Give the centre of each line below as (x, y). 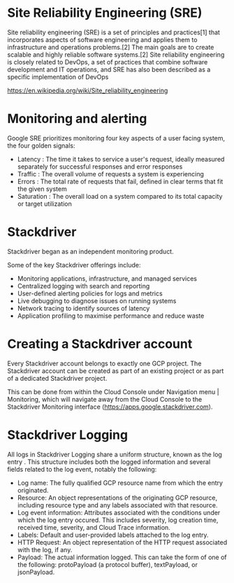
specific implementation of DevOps (58, 77)
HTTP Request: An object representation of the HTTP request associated (122, 542)
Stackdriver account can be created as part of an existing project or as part (116, 371)
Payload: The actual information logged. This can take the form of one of (122, 557)
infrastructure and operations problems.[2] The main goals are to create (111, 47)
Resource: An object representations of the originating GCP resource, (117, 498)
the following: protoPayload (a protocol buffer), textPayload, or (107, 564)
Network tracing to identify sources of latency (83, 308)
